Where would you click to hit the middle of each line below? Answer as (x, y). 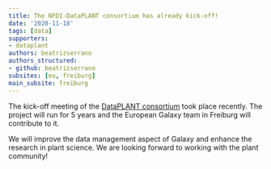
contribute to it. (34, 123)
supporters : (28, 38)
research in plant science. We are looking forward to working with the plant (133, 147)
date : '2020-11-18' (41, 23)
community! (28, 156)
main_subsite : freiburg (49, 83)
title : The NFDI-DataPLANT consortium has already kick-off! (114, 16)
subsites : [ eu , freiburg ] (52, 76)
